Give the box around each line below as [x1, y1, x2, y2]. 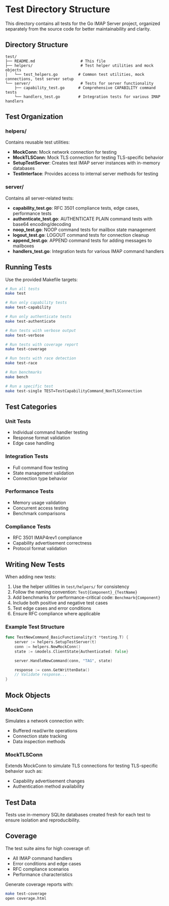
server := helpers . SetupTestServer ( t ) [14, 640, 97, 645]
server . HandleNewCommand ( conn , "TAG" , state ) [14, 658, 113, 663]
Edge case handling [12, 440, 54, 446]
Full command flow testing [12, 464, 69, 470]
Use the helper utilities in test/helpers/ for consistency [12, 583, 130, 589]
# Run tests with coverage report [5, 342, 79, 347]
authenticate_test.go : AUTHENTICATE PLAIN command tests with [12, 215, 153, 222]
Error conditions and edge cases [12, 860, 81, 866]
